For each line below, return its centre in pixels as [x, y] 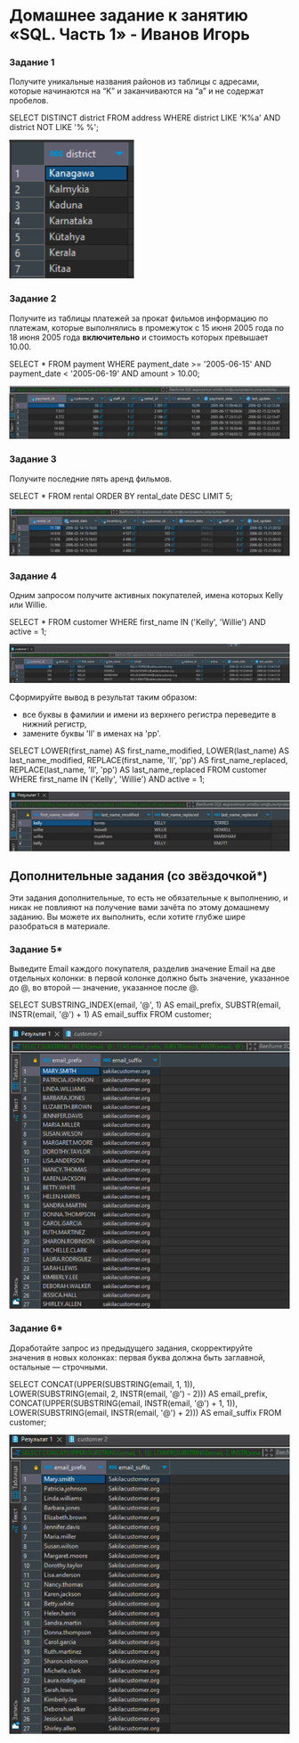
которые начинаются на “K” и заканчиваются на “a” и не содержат [137, 91]
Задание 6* [36, 1328]
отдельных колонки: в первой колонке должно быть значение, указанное [149, 978]
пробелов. [29, 101]
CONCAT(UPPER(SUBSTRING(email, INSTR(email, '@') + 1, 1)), [124, 1403]
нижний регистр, [54, 724]
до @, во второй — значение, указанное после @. [104, 987]
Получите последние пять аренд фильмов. [91, 479]
